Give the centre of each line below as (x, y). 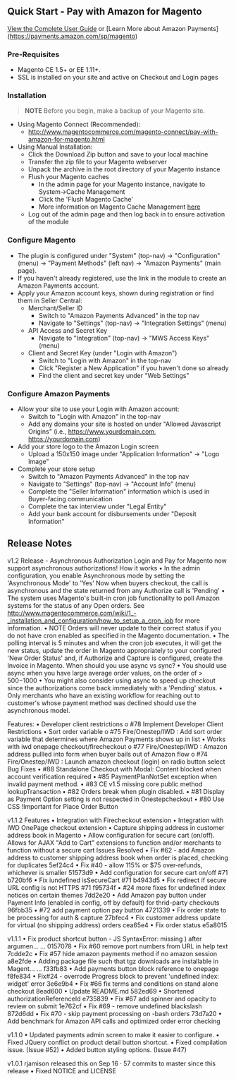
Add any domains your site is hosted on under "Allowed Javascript (124, 424)
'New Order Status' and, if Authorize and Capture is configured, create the (115, 658)
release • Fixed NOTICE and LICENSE (62, 1070)
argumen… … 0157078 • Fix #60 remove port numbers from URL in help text (118, 946)
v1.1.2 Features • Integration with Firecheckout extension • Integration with (116, 820)
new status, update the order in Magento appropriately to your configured (114, 650)
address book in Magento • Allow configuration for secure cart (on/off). (111, 835)
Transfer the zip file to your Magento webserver (97, 162)
